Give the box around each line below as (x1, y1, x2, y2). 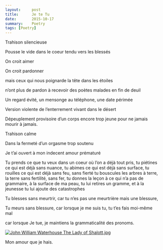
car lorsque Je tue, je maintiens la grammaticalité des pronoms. (5, 220, 134, 226)
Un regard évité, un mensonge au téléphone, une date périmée (5, 97, 133, 103)
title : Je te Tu (5, 12, 50, 17)
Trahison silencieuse (5, 39, 47, 45)
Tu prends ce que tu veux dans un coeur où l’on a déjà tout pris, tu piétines (5, 159, 158, 166)
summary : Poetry (5, 21, 45, 26)
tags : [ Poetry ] (5, 26, 37, 31)
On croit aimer (5, 58, 35, 64)
